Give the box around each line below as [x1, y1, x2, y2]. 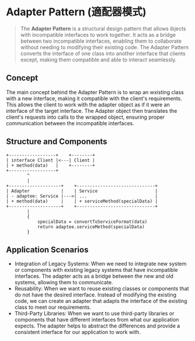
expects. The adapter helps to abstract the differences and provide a [14, 322, 180, 329]
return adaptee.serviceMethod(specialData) [37, 223, 145, 230]
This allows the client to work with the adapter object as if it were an [6, 101, 170, 108]
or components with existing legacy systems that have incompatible [14, 267, 178, 274]
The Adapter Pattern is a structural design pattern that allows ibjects [20, 25, 186, 32]
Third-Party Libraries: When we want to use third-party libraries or [14, 310, 175, 317]
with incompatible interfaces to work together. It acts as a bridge [20, 31, 176, 38]
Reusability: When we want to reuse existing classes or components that [14, 285, 189, 292]
